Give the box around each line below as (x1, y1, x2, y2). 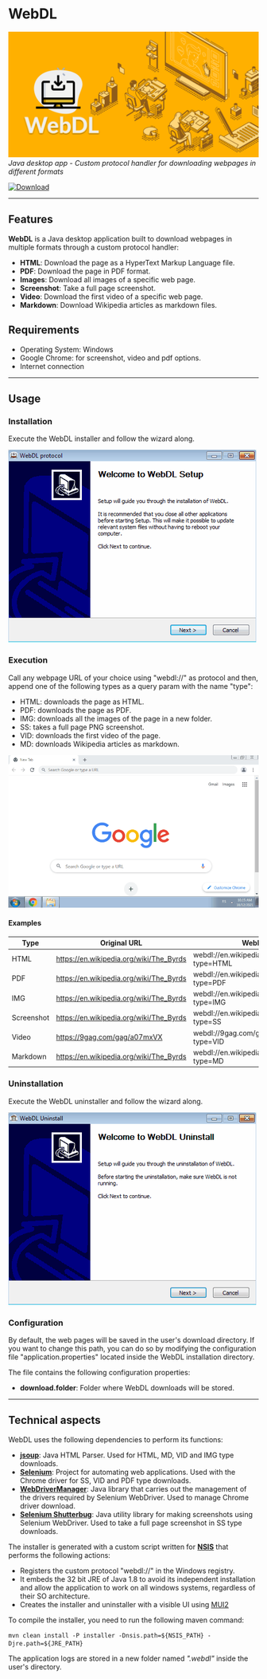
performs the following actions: (8, 1550, 111, 1559)
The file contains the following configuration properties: (8, 1368, 191, 1378)
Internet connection (19, 361, 85, 371)
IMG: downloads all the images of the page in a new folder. (19, 714, 213, 723)
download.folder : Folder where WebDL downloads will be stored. (19, 1383, 234, 1393)
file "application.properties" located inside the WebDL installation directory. (8, 1352, 255, 1362)
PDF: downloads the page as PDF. (19, 705, 132, 714)
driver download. (19, 1500, 75, 1511)
